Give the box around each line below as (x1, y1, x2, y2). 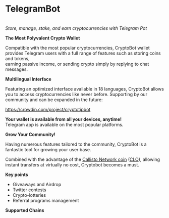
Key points (5, 171, 29, 178)
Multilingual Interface (5, 76, 51, 82)
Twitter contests (12, 187, 46, 193)
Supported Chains (5, 207, 44, 213)
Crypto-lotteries (12, 192, 46, 198)
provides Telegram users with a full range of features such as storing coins (5, 50, 161, 56)
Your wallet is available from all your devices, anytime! (5, 116, 122, 122)
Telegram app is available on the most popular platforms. (5, 121, 124, 127)
